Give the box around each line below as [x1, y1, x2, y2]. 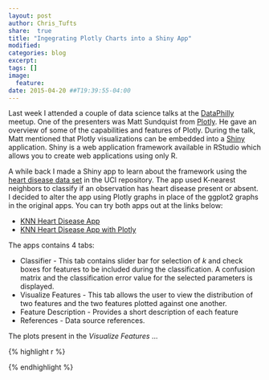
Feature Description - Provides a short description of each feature [19, 307, 238, 317]
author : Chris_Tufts [8, 19, 78, 27]
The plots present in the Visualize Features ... [8, 331, 158, 341]
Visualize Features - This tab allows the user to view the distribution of [19, 290, 254, 300]
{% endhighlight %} [8, 362, 74, 372]
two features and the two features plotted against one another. [19, 299, 227, 308]
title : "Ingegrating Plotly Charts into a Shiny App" [8, 34, 193, 43]
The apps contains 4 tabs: [8, 240, 95, 250]
